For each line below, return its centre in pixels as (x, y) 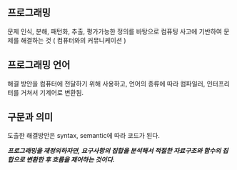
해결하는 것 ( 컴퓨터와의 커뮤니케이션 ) (73, 40)
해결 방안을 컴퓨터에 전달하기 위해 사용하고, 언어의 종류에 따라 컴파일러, (106, 84)
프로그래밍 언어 (39, 65)
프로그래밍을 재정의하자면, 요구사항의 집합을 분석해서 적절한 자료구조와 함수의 (114, 151)
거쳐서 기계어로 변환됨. (52, 92)
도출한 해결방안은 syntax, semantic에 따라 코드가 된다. (84, 136)
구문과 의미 (30, 117)
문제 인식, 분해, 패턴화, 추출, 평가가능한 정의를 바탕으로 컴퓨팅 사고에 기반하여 (115, 31)
